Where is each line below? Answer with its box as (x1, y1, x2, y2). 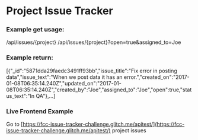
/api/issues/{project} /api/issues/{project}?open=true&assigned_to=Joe (6, 39, 181, 46)
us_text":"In (6, 92, 34, 99)
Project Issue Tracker (6, 4, 114, 18)
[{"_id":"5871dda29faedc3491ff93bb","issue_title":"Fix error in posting (6, 67, 178, 74)
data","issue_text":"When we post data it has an (6, 73, 123, 81)
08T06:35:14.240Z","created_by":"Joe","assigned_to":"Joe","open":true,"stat (6, 86, 192, 93)
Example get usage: (6, 26, 65, 34)
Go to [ (6, 120, 23, 128)
